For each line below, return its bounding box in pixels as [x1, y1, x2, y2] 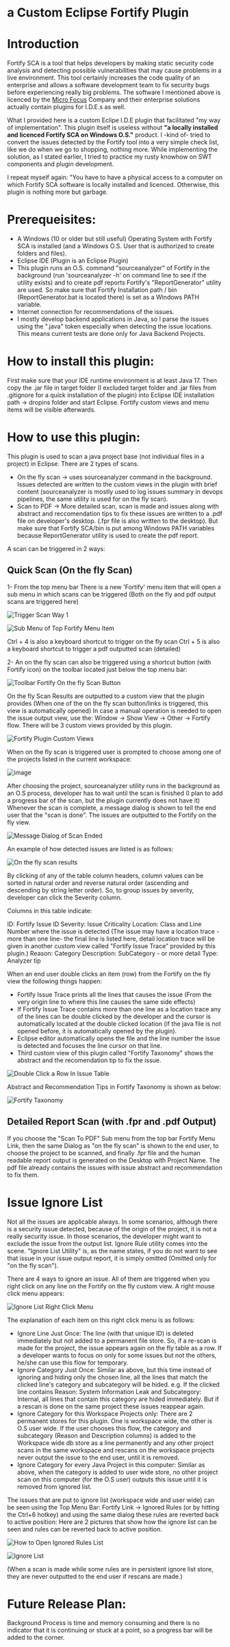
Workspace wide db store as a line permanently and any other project [16, 1438, 214, 1447]
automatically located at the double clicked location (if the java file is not [16, 1019, 221, 1028]
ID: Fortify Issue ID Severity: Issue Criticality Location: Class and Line [7, 919, 202, 928]
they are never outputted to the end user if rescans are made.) [7, 1572, 183, 1580]
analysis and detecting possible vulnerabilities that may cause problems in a [7, 67, 222, 75]
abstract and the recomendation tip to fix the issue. [16, 1056, 162, 1064]
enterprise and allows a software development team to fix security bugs [7, 81, 210, 89]
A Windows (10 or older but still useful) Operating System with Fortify [16, 235, 213, 243]
